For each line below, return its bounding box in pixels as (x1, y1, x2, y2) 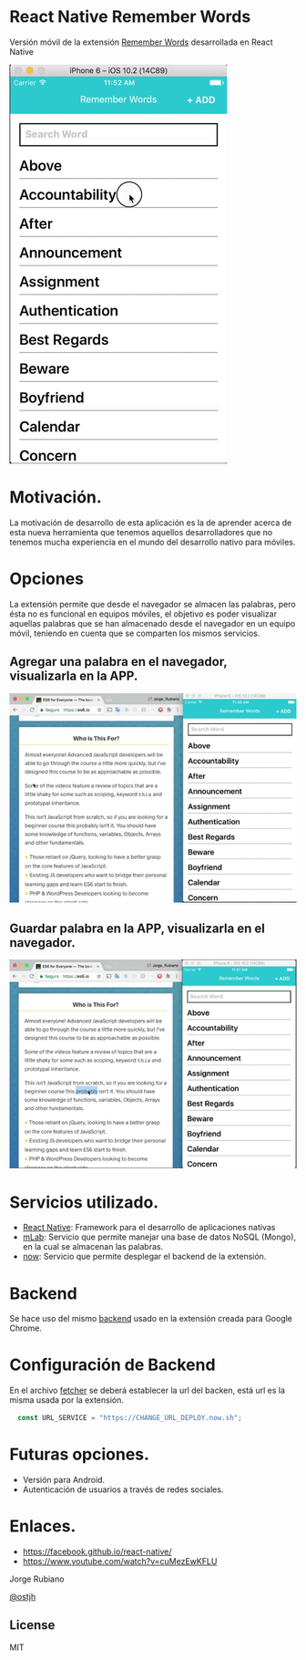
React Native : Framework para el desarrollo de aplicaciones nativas (22, 1222, 276, 1233)
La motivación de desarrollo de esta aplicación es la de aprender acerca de (9, 517, 292, 528)
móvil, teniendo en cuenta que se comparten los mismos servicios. (9, 628, 260, 638)
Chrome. (9, 1323, 43, 1333)
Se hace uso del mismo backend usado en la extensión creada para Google (9, 1313, 293, 1324)
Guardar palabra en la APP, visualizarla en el (9, 920, 266, 936)
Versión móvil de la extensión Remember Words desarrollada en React (9, 36, 273, 47)
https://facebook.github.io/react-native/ (22, 1546, 172, 1557)
